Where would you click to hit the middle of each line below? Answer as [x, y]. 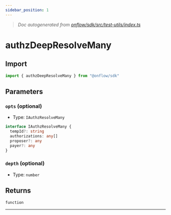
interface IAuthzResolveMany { [38, 127]
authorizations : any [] [34, 136]
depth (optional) [25, 163]
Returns [18, 191]
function [15, 202]
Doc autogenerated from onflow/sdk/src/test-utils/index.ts [79, 25]
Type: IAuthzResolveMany [39, 117]
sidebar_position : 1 [27, 10]
